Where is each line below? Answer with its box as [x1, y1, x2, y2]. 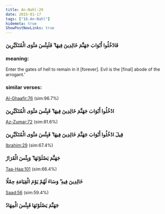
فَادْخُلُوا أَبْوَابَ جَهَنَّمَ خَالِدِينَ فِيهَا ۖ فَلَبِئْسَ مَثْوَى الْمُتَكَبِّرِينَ [5, 42, 119, 49]
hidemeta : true [5, 21, 37, 26]
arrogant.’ [5, 72, 25, 78]
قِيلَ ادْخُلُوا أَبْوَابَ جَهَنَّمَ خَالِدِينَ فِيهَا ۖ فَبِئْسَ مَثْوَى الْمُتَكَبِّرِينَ [5, 131, 123, 138]
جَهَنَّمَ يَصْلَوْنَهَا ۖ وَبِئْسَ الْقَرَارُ [5, 155, 61, 162]
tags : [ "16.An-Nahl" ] [5, 16, 50, 21]
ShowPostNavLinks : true [5, 26, 55, 31]
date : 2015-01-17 [5, 12, 41, 17]
